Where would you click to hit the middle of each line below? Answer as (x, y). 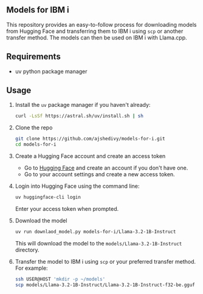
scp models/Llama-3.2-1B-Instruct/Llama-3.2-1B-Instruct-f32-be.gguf (105, 285)
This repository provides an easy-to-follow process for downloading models (101, 24)
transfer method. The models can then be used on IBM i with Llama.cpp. (97, 37)
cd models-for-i (36, 145)
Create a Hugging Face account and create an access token (90, 156)
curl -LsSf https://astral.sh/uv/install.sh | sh (79, 116)
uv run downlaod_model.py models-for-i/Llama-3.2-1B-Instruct (95, 231)
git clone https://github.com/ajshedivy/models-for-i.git (90, 139)
